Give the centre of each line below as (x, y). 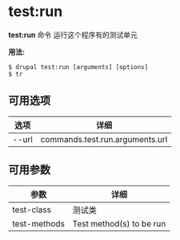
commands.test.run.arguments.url (104, 139)
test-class (32, 209)
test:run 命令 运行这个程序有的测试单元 (73, 35)
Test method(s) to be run (119, 223)
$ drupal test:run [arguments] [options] (78, 67)
